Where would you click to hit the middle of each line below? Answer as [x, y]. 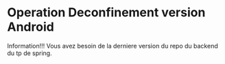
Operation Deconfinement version [106, 13]
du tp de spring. [30, 53]
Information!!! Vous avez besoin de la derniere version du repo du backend [113, 46]
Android [31, 27]
